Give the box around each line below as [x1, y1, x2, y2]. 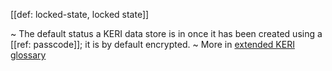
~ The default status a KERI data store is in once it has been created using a [10, 28, 323, 39]
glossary [10, 49, 47, 61]
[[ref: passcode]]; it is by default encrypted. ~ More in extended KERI [10, 39, 295, 50]
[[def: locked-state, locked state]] [10, 9, 150, 20]
